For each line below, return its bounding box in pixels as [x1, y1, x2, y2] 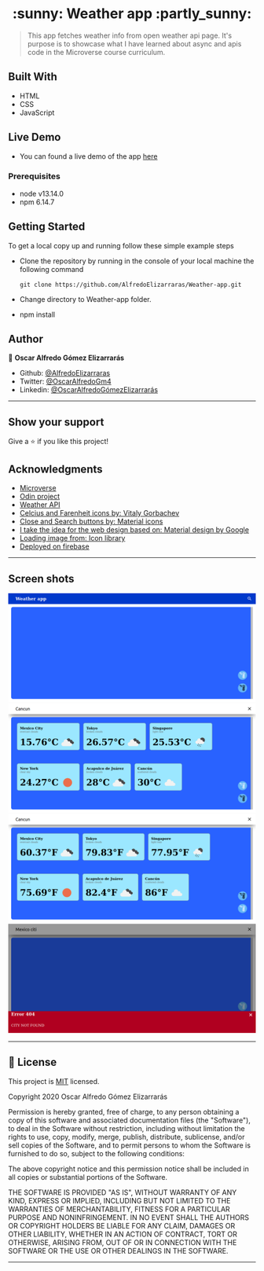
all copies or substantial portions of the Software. [8, 1172, 167, 1181]
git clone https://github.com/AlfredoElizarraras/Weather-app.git [19, 281, 242, 288]
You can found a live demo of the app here [19, 151, 158, 161]
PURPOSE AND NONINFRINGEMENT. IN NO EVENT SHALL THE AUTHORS [8, 1212, 250, 1222]
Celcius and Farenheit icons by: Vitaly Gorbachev [19, 509, 180, 518]
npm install [19, 310, 56, 319]
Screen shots [8, 571, 75, 586]
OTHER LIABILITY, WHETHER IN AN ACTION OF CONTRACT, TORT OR [8, 1229, 237, 1239]
